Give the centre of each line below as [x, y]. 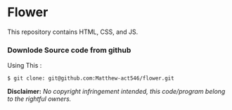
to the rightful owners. [39, 99]
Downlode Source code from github [69, 50]
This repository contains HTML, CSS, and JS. [73, 32]
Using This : [25, 66]
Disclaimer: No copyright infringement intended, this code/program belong [116, 92]
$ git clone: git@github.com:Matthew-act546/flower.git [91, 78]
